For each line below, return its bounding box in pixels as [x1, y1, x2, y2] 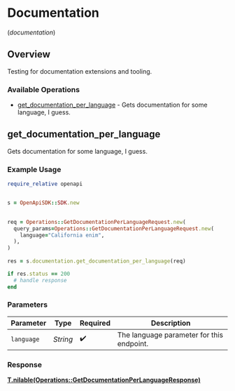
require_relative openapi [7, 180, 83, 187]
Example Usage [7, 164, 62, 174]
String [52, 334, 73, 344]
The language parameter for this [117, 330, 224, 340]
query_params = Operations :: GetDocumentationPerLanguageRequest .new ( [13, 225, 215, 232]
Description [150, 318, 191, 328]
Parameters [7, 300, 48, 310]
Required [79, 318, 111, 328]
